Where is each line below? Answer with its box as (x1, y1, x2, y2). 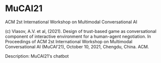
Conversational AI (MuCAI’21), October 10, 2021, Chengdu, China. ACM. (5, 44, 149, 49)
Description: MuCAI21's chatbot (5, 53, 69, 59)
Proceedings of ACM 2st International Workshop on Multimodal (5, 38, 133, 44)
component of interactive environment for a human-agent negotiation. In (5, 33, 151, 39)
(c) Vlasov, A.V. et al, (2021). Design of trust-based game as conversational (5, 28, 157, 34)
